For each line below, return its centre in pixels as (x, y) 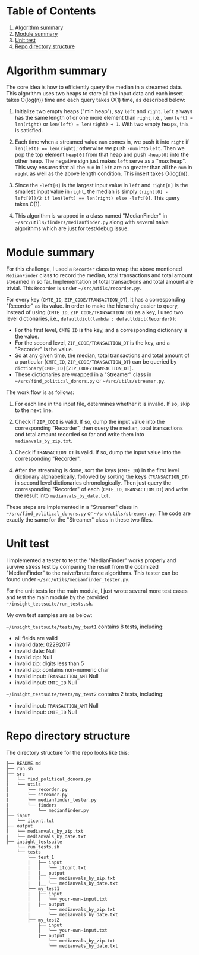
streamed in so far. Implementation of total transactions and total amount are (100, 281)
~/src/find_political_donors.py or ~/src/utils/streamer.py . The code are (99, 513)
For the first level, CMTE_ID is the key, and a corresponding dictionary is (101, 330)
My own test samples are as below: (49, 615)
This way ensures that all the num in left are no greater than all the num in (103, 167)
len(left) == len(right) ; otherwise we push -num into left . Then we (100, 148)
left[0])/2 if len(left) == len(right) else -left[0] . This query (97, 197)
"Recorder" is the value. (44, 349)
